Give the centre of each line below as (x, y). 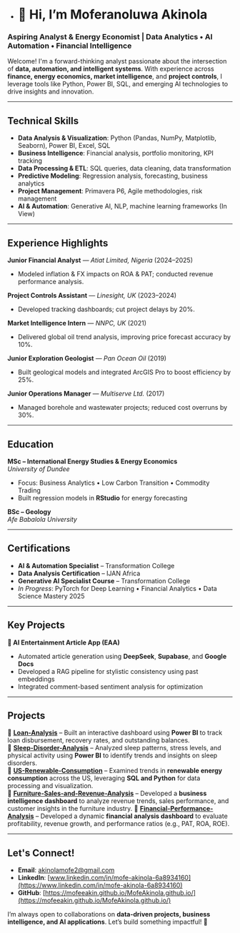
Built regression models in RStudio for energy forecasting (102, 498)
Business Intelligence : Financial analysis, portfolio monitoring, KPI (116, 153)
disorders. (22, 763)
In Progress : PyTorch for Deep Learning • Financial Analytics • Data (117, 588)
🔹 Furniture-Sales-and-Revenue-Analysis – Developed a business (107, 793)
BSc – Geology (29, 511)
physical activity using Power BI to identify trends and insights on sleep (112, 755)
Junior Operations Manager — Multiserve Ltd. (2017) (86, 394)
